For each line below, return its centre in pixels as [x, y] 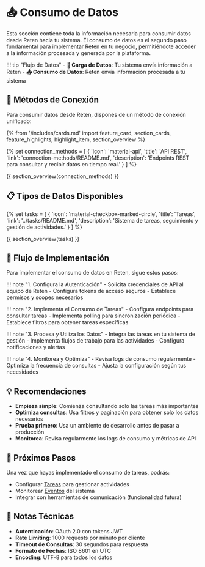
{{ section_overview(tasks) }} [43, 239]
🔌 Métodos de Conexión [53, 100]
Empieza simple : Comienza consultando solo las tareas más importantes [107, 406]
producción [30, 432]
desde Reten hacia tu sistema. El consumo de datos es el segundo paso [97, 40]
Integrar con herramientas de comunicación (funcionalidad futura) [98, 497]
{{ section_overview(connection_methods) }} [63, 176]
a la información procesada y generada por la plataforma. [79, 53]
